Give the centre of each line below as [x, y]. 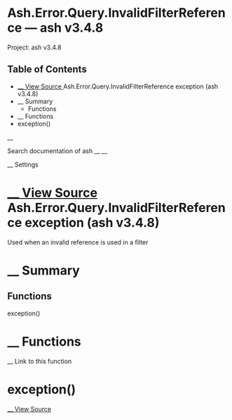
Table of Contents [47, 69]
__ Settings [23, 164]
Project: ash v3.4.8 [34, 47]
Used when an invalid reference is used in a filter [78, 242]
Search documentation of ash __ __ [57, 151]
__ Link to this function [40, 361]
